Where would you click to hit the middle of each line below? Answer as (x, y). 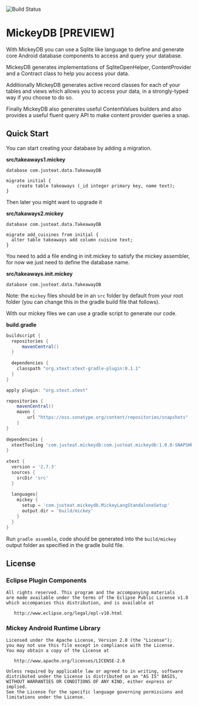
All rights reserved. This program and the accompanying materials (91, 593)
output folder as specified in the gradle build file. (65, 545)
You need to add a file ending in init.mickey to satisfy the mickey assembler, (98, 256)
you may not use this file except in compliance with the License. (91, 646)
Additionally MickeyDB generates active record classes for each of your (93, 85)
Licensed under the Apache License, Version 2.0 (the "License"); (89, 641)
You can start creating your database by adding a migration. (79, 148)
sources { (23, 472)
